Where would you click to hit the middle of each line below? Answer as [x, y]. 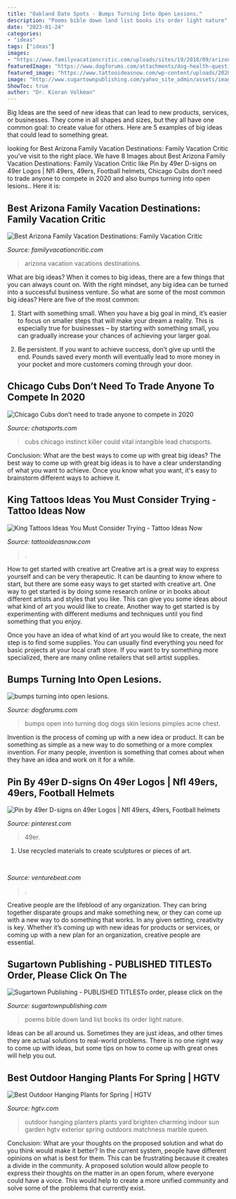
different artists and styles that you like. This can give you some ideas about [117, 599]
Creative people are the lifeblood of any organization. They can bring [107, 905]
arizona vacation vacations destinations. [83, 263]
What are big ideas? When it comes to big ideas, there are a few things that [116, 277]
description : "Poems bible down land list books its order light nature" [118, 20]
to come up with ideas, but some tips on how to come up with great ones [113, 1048]
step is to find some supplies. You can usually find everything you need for [115, 642]
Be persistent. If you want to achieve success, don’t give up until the [116, 349]
